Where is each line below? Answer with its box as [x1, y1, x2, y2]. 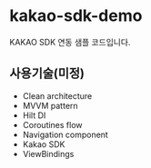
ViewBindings [22, 148, 75, 159]
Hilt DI [22, 110, 46, 121]
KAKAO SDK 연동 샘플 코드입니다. [9, 36, 131, 47]
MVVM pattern [22, 100, 79, 111]
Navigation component [22, 129, 109, 140]
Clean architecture [22, 90, 93, 101]
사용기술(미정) [9, 65, 85, 82]
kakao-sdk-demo [9, 5, 143, 26]
